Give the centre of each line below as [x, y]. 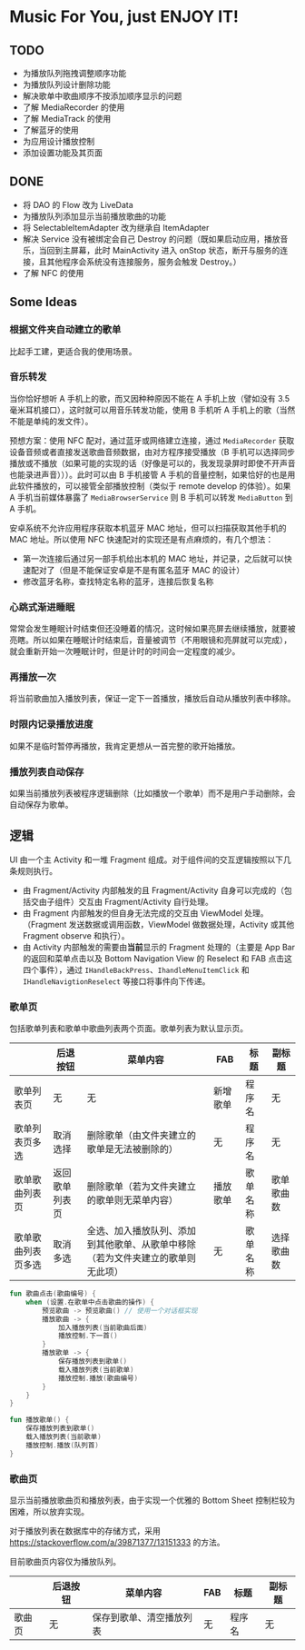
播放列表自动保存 [47, 771]
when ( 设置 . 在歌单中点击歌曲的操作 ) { [90, 1302]
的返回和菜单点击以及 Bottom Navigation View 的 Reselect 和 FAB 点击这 [157, 958]
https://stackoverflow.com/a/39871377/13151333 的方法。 [117, 1543]
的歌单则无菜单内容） [133, 1200]
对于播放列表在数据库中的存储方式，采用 [85, 1531]
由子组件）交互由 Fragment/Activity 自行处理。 [126, 901]
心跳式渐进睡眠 [42, 607]
